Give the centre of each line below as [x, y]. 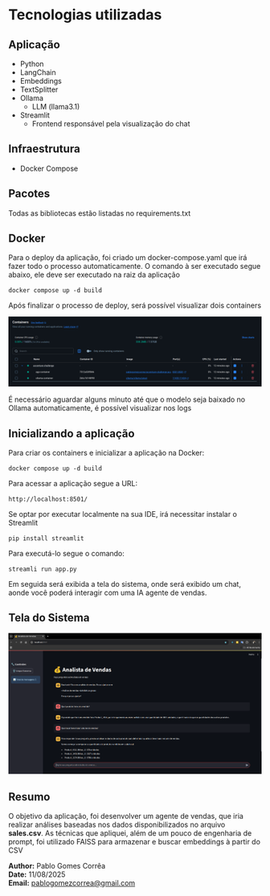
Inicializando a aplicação [72, 434]
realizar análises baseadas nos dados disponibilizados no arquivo [117, 824]
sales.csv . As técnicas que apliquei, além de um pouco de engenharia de [130, 833]
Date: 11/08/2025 [37, 874]
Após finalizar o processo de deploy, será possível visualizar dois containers [135, 306]
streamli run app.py [43, 569]
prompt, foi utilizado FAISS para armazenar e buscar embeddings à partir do [135, 842]
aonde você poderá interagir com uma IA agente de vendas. [108, 593]
